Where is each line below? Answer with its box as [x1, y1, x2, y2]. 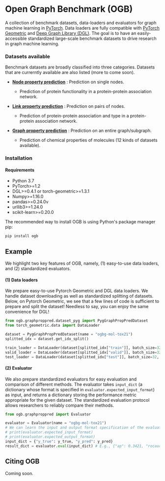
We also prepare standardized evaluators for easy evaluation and [5, 376, 137, 382]
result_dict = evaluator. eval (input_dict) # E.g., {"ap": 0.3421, [5, 444, 144, 448]
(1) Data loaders [5, 277, 38, 283]
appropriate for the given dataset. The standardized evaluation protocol [5, 397, 150, 403]
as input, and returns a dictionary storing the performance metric [5, 392, 137, 398]
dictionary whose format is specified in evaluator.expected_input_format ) [5, 386, 155, 392]
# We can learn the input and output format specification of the [5, 425, 144, 430]
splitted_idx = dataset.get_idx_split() [5, 336, 89, 341]
